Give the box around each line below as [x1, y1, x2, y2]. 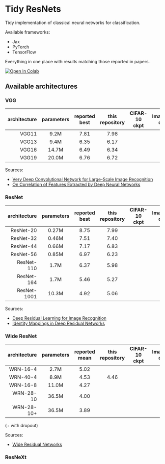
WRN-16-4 [9, 366, 37, 373]
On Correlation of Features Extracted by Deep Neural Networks [12, 181, 140, 187]
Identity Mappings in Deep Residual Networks [12, 320, 105, 326]
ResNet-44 [10, 243, 37, 250]
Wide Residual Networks [12, 441, 62, 447]
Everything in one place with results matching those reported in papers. [5, 58, 150, 64]
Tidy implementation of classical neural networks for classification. [5, 20, 141, 26]
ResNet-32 [10, 234, 37, 241]
